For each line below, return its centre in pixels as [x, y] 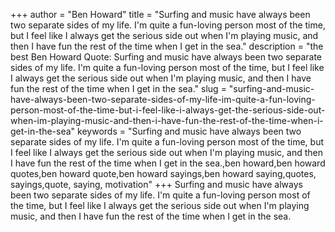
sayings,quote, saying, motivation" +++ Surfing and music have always [156, 184]
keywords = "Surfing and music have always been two [189, 131]
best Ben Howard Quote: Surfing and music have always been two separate [166, 57]
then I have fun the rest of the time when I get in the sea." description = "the [167, 46]
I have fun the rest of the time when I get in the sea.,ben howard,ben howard [168, 163]
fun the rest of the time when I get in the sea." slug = [118, 88]
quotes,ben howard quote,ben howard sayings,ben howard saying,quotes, [163, 173]
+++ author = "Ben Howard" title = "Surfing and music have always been [160, 14]
